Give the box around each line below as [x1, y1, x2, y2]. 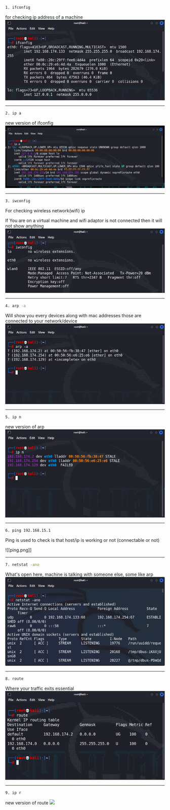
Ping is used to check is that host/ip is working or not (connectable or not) [5, 537, 160, 543]
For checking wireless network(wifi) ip [5, 208, 85, 214]
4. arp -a [5, 304, 26, 309]
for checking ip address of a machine [5, 14, 83, 20]
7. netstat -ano [5, 562, 39, 567]
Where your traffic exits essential [5, 685, 74, 691]
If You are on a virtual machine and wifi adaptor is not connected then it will [5, 217, 163, 224]
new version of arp [5, 424, 45, 430]
